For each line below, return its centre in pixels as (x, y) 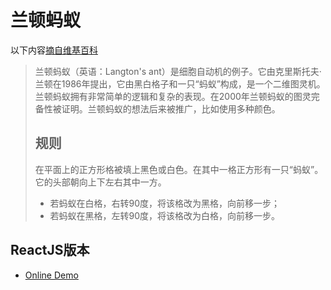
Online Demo (51, 275)
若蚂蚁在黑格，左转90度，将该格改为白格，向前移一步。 (165, 215)
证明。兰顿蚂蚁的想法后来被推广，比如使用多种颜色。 (171, 108)
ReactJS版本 (50, 250)
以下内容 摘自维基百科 (54, 50)
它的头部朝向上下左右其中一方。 (100, 182)
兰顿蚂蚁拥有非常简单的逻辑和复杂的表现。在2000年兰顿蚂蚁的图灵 (173, 96)
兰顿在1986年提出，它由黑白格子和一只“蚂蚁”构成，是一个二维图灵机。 (180, 83)
